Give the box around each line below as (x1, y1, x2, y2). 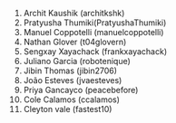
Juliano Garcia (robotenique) (23, 56, 131, 66)
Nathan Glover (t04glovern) (23, 36, 127, 47)
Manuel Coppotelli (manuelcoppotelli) (23, 27, 164, 37)
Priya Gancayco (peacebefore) (23, 85, 139, 95)
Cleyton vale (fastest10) (23, 104, 112, 114)
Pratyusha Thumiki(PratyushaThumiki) (23, 17, 167, 28)
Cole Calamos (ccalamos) (23, 94, 121, 105)
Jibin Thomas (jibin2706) (23, 65, 117, 76)
